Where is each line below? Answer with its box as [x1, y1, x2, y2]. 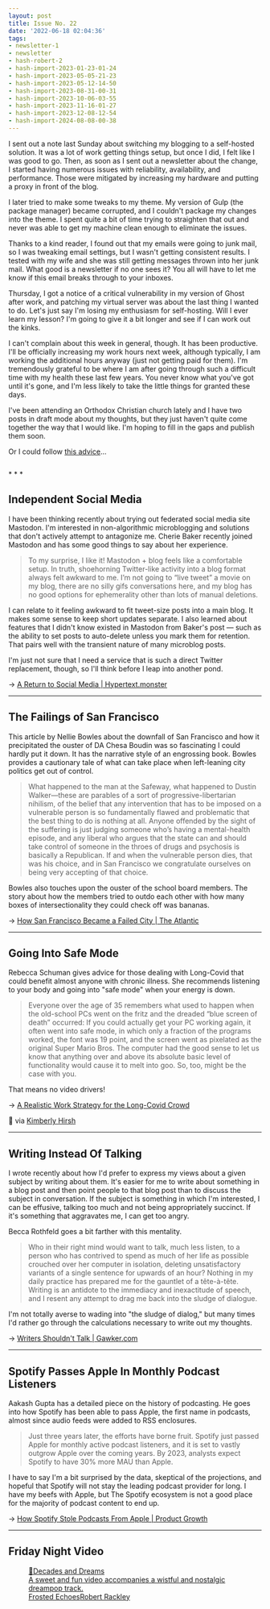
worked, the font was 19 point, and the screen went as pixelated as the [27, 1035, 262, 1045]
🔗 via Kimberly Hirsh [8, 1116, 76, 1125]
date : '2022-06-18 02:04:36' [8, 27, 106, 35]
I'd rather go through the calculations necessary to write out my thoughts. [8, 1318, 253, 1328]
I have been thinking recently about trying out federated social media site [8, 513, 251, 524]
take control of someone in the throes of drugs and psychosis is [27, 842, 239, 851]
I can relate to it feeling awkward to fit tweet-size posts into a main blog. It [8, 605, 253, 615]
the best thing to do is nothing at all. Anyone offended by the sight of [27, 816, 256, 825]
